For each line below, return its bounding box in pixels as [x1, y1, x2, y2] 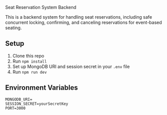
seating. [5, 25, 22, 31]
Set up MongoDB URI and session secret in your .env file [12, 63, 130, 70]
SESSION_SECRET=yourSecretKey [5, 101, 69, 106]
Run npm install [12, 58, 47, 64]
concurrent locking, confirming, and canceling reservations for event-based [5, 20, 162, 25]
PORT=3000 [5, 105, 26, 110]
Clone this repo [12, 52, 44, 59]
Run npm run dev [12, 69, 47, 75]
